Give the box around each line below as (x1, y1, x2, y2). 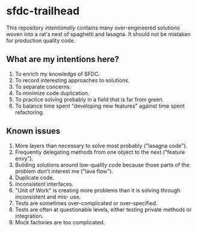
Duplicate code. (14, 174, 55, 181)
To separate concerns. (14, 83, 71, 90)
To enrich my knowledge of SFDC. (14, 70, 101, 78)
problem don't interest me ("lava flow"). (14, 167, 113, 175)
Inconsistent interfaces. (14, 180, 74, 188)
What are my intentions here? (6, 54, 119, 64)
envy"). (14, 154, 34, 162)
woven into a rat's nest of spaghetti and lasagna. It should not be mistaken (6, 30, 191, 37)
